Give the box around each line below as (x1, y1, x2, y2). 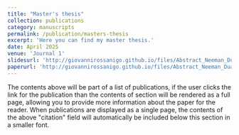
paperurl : (7, 63, 37, 70)
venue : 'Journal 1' (7, 50, 65, 58)
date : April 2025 (7, 43, 59, 50)
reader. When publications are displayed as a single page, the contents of (7, 105, 223, 114)
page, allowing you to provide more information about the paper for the (7, 97, 216, 107)
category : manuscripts (7, 23, 75, 31)
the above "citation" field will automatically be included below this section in (7, 113, 230, 121)
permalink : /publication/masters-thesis (7, 30, 129, 38)
